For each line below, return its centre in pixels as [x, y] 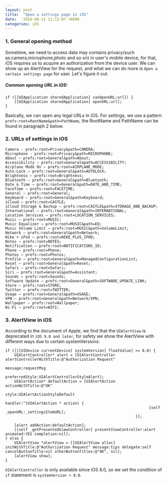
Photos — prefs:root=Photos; [36, 255]
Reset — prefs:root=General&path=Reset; [48, 263]
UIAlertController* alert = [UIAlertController [65, 355]
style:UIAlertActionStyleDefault [40, 395]
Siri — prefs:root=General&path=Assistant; [51, 272]
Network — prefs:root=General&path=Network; [52, 233]
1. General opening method [39, 42]
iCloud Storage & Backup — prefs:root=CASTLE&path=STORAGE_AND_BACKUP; [81, 206]
